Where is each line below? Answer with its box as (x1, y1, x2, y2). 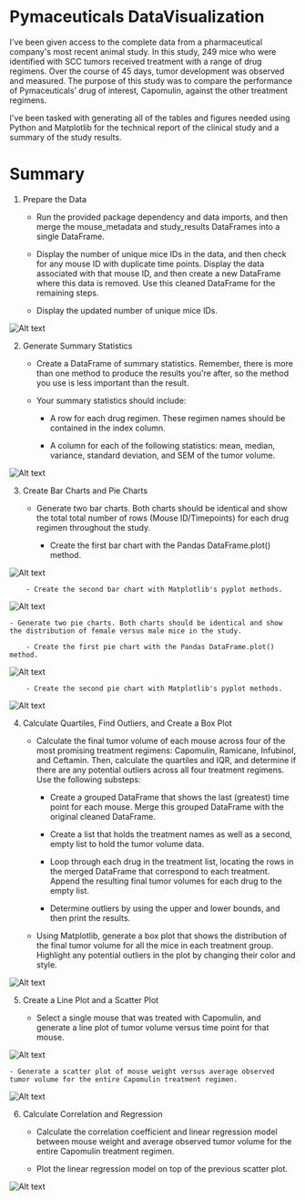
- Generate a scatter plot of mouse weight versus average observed (9, 1067, 275, 1076)
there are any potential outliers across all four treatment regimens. (36, 764, 285, 775)
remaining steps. (36, 287, 99, 298)
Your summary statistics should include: (36, 395, 187, 406)
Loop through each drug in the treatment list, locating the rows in (49, 855, 294, 867)
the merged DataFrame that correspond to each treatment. (49, 865, 270, 876)
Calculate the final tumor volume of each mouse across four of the (36, 735, 286, 746)
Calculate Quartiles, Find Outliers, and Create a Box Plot (22, 718, 232, 729)
